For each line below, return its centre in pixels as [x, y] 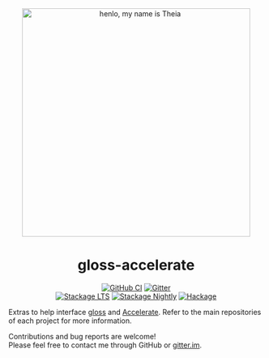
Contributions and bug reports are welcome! [82, 336]
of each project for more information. [70, 321]
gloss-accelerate [136, 265]
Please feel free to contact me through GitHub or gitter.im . [105, 345]
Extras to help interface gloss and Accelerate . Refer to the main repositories [135, 312]
